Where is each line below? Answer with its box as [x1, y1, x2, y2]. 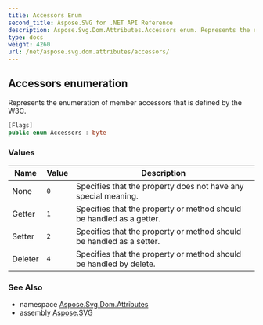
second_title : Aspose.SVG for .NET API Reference [8, 19, 174, 27]
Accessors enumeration [8, 77, 128, 90]
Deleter [12, 253, 39, 264]
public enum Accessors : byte [8, 129, 107, 137]
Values [8, 147, 35, 158]
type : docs [8, 33, 44, 42]
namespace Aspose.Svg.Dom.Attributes [19, 300, 149, 309]
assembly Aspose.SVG [19, 308, 93, 318]
